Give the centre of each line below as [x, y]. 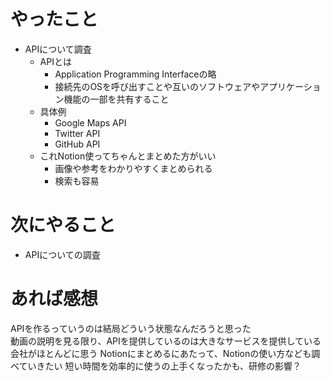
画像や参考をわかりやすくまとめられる [133, 168]
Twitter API [77, 133]
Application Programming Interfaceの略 [135, 74]
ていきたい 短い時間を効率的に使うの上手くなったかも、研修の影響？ [160, 366]
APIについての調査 [62, 254]
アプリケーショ [290, 86]
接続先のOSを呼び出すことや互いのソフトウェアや [157, 86]
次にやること [63, 225]
